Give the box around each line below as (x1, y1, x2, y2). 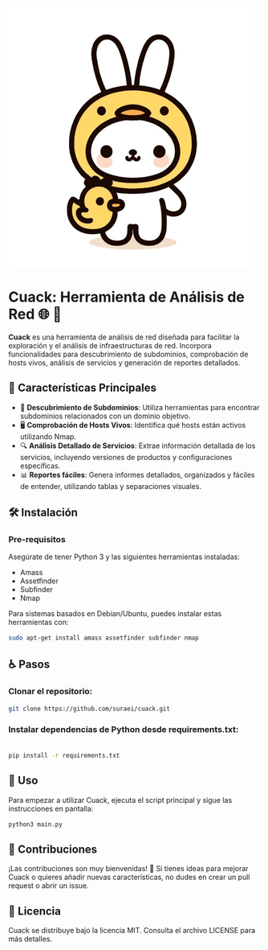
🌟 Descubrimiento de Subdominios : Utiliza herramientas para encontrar (19, 402, 260, 412)
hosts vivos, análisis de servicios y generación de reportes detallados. (8, 357, 241, 368)
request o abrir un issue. (8, 881, 90, 890)
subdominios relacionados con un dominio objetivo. (19, 411, 191, 421)
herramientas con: (8, 618, 69, 627)
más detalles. (8, 934, 53, 944)
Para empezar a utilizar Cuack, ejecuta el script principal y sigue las (8, 795, 233, 804)
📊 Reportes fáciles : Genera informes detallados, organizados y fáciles (19, 470, 255, 479)
